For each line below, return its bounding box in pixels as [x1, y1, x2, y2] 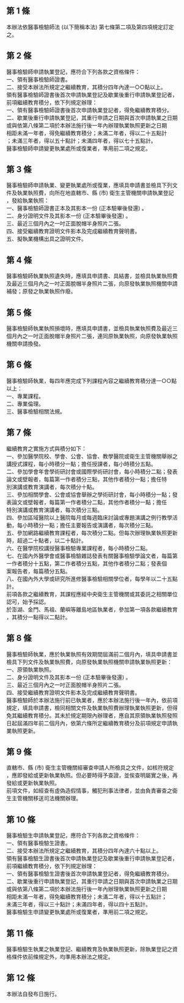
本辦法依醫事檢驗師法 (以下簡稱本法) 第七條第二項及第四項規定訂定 [6, 23, 174, 31]
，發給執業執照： [6, 197, 50, 204]
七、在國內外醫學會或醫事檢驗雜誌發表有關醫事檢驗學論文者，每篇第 [6, 552, 178, 559]
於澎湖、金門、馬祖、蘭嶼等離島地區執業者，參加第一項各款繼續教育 [6, 605, 178, 613]
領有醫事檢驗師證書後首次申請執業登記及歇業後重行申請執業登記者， [6, 91, 178, 98]
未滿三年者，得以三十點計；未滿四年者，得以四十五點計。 [6, 901, 151, 908]
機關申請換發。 [6, 340, 44, 347]
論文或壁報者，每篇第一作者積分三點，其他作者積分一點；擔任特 [6, 475, 167, 483]
